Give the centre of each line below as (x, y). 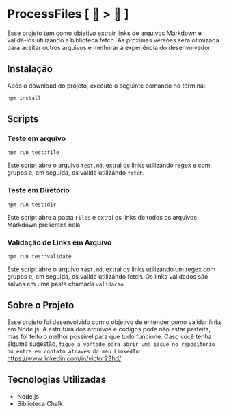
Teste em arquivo (37, 138)
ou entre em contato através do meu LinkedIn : (74, 351)
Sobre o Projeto (41, 305)
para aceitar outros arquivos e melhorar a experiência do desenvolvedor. (109, 47)
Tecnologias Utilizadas (57, 380)
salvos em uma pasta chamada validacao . (66, 284)
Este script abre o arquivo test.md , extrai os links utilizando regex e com (109, 165)
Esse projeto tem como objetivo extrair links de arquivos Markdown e (105, 33)
